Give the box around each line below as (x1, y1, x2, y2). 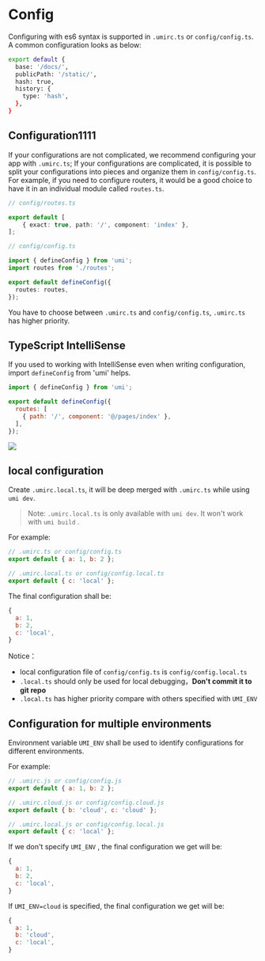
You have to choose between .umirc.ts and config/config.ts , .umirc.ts (8, 307, 246, 317)
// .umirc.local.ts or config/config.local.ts (8, 570, 165, 578)
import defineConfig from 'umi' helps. (8, 368, 131, 378)
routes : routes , (15, 285, 69, 294)
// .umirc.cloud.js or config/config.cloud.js (8, 799, 165, 807)
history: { (15, 85, 51, 93)
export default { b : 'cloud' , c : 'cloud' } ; (8, 806, 157, 814)
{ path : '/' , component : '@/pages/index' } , (22, 412, 172, 421)
